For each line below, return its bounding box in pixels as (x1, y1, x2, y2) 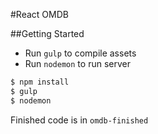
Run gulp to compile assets (24, 47, 137, 59)
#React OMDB (10, 9, 69, 20)
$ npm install (10, 77, 70, 87)
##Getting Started (10, 28, 85, 39)
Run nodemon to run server (24, 58, 131, 69)
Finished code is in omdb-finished (10, 114, 149, 126)
